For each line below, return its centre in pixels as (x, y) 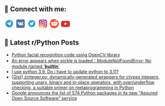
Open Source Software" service (44, 98)
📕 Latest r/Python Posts (42, 43)
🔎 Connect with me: (35, 9)
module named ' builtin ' (35, 66)
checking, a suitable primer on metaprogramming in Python (72, 87)
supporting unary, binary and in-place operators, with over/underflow (83, 82)
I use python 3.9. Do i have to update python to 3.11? (65, 71)
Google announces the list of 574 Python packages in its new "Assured (84, 92)
